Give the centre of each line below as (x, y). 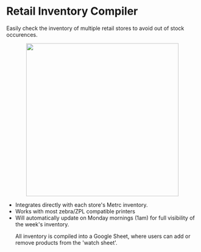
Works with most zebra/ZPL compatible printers (75, 211)
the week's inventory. (42, 224)
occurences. (22, 34)
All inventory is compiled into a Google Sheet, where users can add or (103, 236)
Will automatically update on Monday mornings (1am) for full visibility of (105, 218)
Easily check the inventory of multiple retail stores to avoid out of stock (95, 28)
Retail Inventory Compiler (72, 11)
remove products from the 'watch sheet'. (66, 242)
